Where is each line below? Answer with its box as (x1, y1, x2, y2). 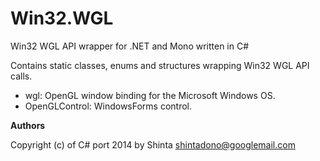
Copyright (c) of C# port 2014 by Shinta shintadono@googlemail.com (10, 138, 296, 151)
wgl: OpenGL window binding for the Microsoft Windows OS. (24, 89, 276, 101)
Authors (10, 119, 46, 131)
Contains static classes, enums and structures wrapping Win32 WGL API (10, 59, 310, 71)
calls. (10, 70, 33, 82)
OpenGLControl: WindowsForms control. (24, 100, 193, 112)
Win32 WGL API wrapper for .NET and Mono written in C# (10, 40, 250, 52)
